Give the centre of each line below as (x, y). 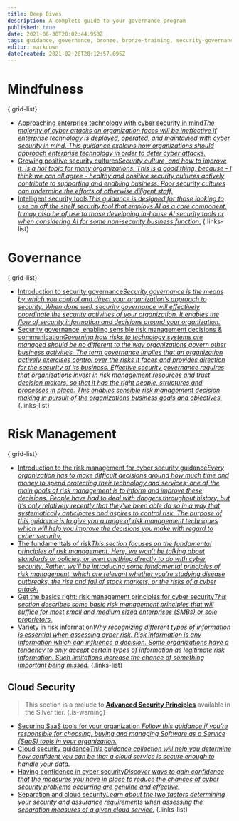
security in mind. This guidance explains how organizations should (116, 145)
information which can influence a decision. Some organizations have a (123, 642)
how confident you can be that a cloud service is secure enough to (116, 756)
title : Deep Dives (34, 14)
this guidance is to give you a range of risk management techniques (118, 520)
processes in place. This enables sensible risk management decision (119, 390)
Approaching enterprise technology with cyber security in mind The (116, 123)
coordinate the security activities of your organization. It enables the (118, 314)
